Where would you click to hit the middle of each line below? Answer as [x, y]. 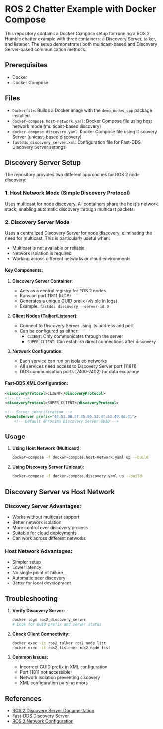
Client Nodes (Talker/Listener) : [45, 316]
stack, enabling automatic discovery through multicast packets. [70, 209]
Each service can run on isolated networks [63, 361]
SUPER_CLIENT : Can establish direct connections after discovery [91, 342]
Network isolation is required [42, 253]
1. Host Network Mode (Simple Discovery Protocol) [68, 193]
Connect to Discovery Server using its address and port [77, 326]
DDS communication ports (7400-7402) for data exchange [80, 372]
